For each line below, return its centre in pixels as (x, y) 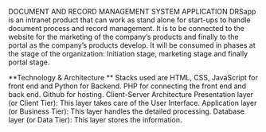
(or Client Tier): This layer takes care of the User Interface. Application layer (133, 103)
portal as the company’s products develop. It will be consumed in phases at (132, 45)
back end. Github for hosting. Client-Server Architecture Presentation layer (131, 94)
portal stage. (29, 62)
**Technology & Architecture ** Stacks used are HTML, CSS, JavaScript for (133, 78)
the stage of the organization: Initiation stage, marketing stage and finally (128, 54)
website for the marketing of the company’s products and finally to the (123, 37)
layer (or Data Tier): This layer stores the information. (95, 120)
